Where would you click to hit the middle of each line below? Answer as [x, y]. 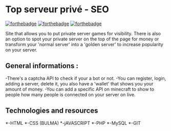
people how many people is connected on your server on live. [70, 94]
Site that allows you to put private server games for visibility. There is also [83, 33]
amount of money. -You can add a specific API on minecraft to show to [80, 89]
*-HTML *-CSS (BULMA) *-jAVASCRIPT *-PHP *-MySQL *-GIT [73, 123]
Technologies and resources [52, 111]
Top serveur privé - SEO [57, 9]
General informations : [42, 66]
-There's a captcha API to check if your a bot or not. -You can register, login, [86, 78]
